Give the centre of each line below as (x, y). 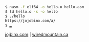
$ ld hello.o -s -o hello (31, 11)
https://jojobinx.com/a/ (30, 21)
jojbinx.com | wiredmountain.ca (37, 35)
